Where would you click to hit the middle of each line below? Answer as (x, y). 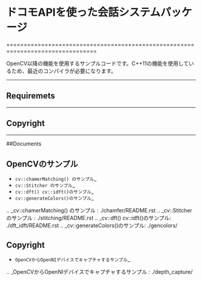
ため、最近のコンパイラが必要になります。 (64, 71)
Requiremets (31, 96)
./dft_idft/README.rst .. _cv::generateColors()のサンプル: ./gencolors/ (92, 226)
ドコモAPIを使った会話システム (84, 12)
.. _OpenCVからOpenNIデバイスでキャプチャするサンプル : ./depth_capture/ (99, 272)
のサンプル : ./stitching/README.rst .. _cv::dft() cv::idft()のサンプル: (89, 218)
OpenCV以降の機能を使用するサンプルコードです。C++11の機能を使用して (98, 63)
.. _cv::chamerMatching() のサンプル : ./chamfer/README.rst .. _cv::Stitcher (99, 210)
